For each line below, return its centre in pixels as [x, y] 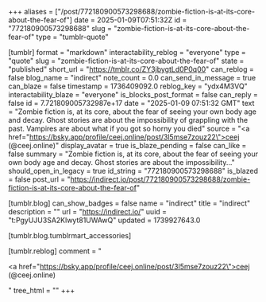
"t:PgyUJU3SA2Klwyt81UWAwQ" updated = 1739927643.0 [104, 220]
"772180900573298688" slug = [60, 28]
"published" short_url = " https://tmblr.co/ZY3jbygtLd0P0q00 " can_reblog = [131, 69]
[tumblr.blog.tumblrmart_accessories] [70, 235]
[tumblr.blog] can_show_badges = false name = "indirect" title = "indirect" [129, 203]
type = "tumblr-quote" [72, 37]
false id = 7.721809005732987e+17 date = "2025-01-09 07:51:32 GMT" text [131, 103]
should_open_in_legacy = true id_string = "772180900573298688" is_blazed [133, 171]
